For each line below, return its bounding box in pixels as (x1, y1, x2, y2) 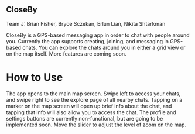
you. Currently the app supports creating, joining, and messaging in (6, 37, 169, 44)
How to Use (6, 71, 63, 84)
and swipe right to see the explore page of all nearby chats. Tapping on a (6, 96, 183, 103)
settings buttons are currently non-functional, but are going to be (6, 115, 163, 122)
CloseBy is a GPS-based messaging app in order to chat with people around (6, 32, 190, 39)
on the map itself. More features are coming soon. (6, 50, 127, 57)
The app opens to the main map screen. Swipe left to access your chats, (6, 90, 181, 97)
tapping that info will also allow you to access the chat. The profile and (6, 108, 177, 116)
